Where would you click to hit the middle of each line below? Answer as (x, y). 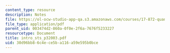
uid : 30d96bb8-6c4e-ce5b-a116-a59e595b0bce (52, 43)
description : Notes (26, 15)
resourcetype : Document (30, 33)
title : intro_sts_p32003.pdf (36, 38)
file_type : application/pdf (35, 24)
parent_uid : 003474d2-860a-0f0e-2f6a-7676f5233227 (60, 29)
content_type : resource (30, 10)
